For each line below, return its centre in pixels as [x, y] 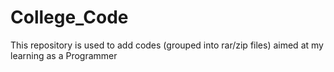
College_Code [69, 17]
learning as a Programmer [64, 55]
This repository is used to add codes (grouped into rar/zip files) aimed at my [167, 45]
